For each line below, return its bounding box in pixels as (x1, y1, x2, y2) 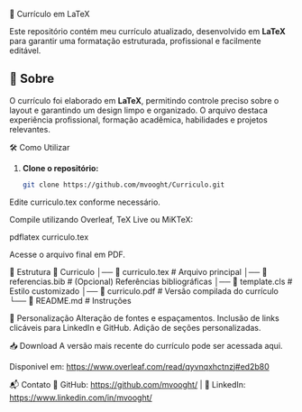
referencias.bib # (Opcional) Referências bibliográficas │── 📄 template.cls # (9, 276, 293, 287)
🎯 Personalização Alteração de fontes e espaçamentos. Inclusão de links (9, 312, 279, 324)
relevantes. (9, 124, 51, 134)
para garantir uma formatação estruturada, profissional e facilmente (9, 36, 261, 46)
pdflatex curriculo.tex (9, 231, 89, 243)
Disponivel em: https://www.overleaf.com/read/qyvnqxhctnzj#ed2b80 (9, 361, 270, 371)
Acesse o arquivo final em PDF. (9, 249, 126, 260)
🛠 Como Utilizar (9, 142, 70, 152)
